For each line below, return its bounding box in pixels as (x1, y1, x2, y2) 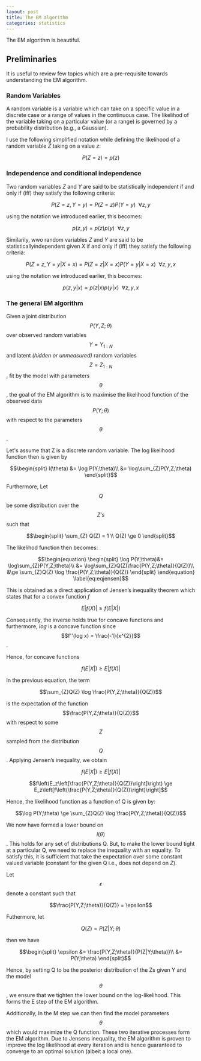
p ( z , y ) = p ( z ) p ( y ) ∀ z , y (71, 224, 130, 231)
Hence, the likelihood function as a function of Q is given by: (6, 798, 156, 805)
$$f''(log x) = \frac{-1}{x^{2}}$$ (61, 632, 141, 639)
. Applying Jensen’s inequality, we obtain (6, 756, 107, 763)
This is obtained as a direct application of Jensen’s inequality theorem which (6, 586, 196, 594)
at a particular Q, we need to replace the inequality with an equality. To (6, 846, 181, 854)
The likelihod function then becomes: (6, 544, 98, 551)
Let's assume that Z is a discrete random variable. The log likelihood (6, 447, 175, 454)
